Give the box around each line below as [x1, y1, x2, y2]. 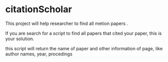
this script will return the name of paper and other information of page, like [5, 45, 163, 51]
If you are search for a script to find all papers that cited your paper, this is [5, 30, 162, 36]
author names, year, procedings [5, 51, 73, 57]
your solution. [5, 36, 34, 42]
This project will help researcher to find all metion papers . [5, 20, 129, 26]
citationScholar [5, 4, 72, 15]
